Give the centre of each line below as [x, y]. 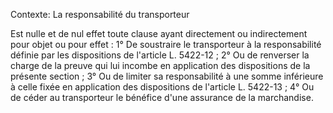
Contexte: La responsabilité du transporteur [100, 14]
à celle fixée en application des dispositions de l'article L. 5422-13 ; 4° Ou [162, 87]
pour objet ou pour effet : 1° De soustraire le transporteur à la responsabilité [166, 44]
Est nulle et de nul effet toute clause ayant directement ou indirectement [159, 33]
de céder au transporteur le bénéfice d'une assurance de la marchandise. [162, 97]
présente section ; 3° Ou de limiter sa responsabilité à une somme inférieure [167, 76]
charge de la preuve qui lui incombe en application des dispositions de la [160, 65]
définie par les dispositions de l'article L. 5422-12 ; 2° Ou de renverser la [160, 55]
